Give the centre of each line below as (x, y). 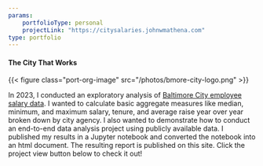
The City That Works (42, 62)
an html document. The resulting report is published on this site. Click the (127, 146)
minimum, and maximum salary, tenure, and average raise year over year (126, 112)
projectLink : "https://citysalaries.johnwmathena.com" (114, 30)
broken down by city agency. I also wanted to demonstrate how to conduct (129, 120)
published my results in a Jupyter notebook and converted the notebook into (132, 137)
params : (21, 15)
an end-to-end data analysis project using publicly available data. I (116, 129)
